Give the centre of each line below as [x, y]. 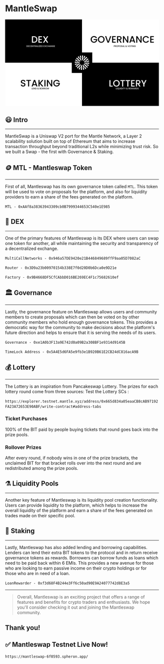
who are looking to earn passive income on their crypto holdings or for [76, 568]
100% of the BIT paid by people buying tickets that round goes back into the [82, 429]
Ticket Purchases [26, 419]
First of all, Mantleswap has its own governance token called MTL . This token [82, 187]
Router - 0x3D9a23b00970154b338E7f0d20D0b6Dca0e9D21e [61, 268]
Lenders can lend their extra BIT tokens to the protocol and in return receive [81, 553]
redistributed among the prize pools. [42, 468]
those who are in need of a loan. [37, 573]
